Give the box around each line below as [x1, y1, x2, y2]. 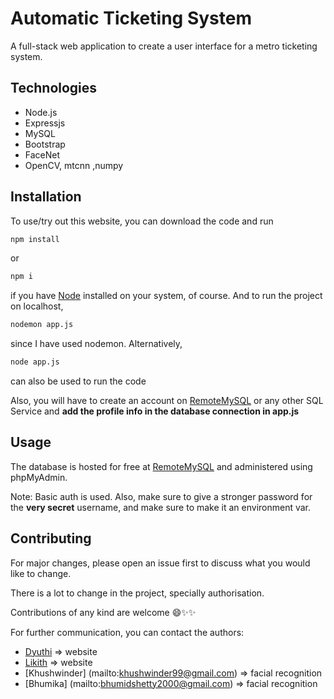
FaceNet [24, 148, 61, 161]
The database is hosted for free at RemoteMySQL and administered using [10, 460, 313, 472]
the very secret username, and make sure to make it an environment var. [10, 501, 312, 513]
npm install [10, 234, 60, 244]
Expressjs [24, 117, 66, 129]
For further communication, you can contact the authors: [10, 626, 245, 638]
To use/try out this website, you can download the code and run [10, 215, 274, 227]
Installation [10, 188, 82, 206]
